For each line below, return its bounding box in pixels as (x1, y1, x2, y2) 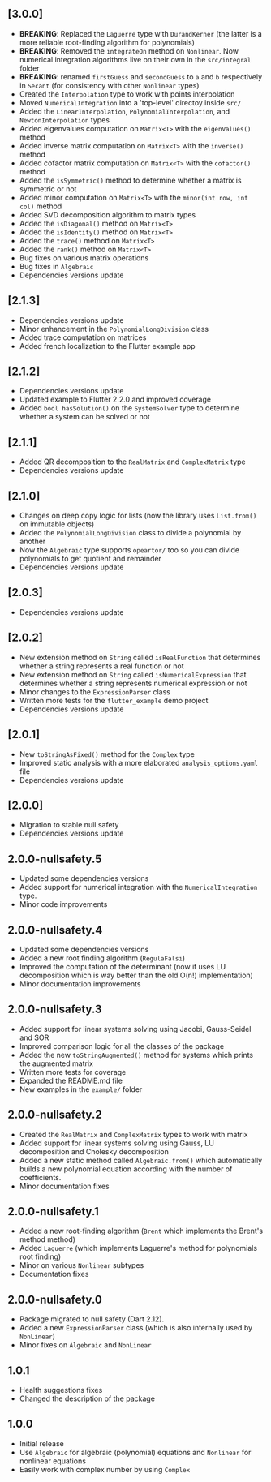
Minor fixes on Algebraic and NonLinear (19, 1340, 152, 1350)
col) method (19, 201, 62, 211)
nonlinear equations (19, 1456, 87, 1466)
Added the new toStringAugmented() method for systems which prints (19, 1050, 254, 1059)
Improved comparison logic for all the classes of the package (19, 1041, 225, 1050)
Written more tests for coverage (19, 1067, 127, 1076)
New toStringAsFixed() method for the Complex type (19, 749, 196, 758)
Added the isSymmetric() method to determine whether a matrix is (19, 175, 242, 185)
